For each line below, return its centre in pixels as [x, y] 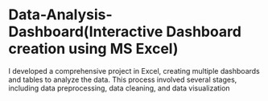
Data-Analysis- [60, 15]
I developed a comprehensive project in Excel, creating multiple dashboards [134, 71]
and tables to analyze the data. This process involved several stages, [123, 79]
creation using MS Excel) [93, 49]
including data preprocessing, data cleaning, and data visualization [120, 88]
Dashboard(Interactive [86, 32]
